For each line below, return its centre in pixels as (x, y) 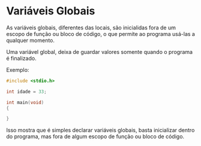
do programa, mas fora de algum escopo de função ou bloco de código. (95, 136)
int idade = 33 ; (26, 92)
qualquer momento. (31, 40)
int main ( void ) (25, 102)
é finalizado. (22, 58)
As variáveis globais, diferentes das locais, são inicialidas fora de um (91, 28)
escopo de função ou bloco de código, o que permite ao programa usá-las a (100, 34)
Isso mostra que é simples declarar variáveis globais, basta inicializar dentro (100, 130)
